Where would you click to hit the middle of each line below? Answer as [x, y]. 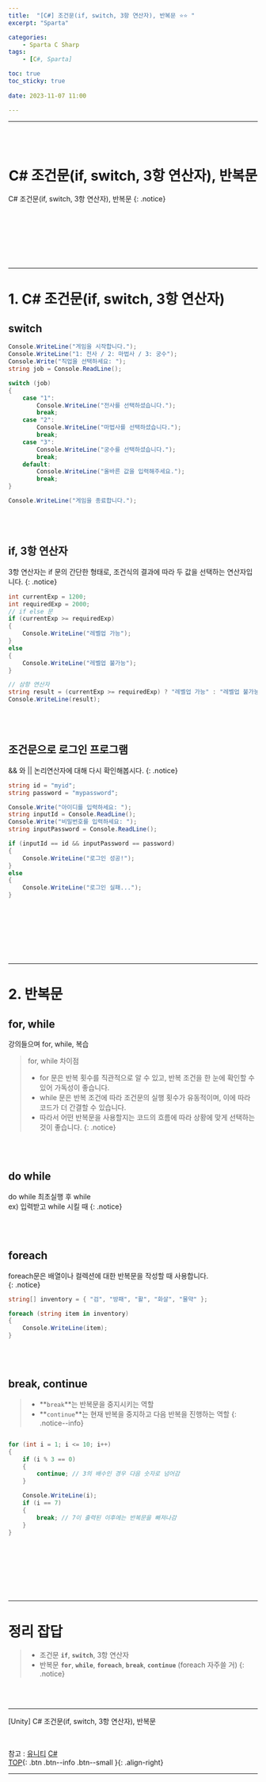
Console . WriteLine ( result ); [55, 700]
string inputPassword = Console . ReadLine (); [83, 829]
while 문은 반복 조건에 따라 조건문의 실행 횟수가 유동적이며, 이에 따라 [145, 1098]
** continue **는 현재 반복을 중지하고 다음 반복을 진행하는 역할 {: [138, 1414]
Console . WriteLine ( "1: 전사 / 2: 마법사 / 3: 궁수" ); [93, 354]
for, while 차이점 [53, 1061]
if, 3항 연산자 [38, 551]
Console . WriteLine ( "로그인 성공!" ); [79, 858]
